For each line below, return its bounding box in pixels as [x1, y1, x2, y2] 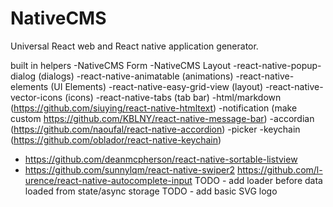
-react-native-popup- [233, 59, 322, 71]
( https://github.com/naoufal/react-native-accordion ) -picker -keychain [10, 123, 301, 135]
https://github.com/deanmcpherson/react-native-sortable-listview [24, 153, 298, 165]
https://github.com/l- [236, 163, 323, 176]
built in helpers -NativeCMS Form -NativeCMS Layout [10, 59, 232, 71]
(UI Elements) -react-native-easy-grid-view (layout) [50, 80, 263, 92]
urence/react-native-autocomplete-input [24, 174, 193, 186]
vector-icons [10, 91, 63, 103]
